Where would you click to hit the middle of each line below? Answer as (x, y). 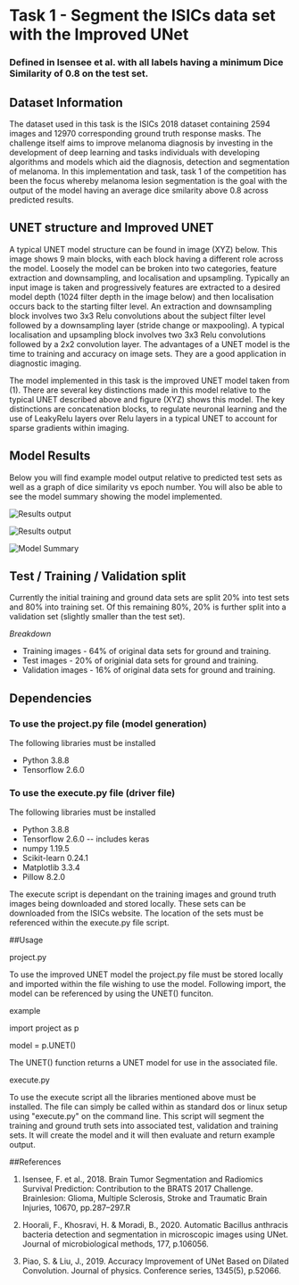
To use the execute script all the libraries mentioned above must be (133, 1098)
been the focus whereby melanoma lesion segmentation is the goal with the (148, 180)
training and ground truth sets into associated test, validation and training (144, 1126)
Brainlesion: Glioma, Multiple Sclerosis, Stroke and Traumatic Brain (145, 1198)
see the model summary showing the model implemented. (116, 496)
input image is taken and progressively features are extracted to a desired (145, 287)
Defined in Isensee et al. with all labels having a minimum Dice (146, 62)
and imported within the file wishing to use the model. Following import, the (148, 984)
